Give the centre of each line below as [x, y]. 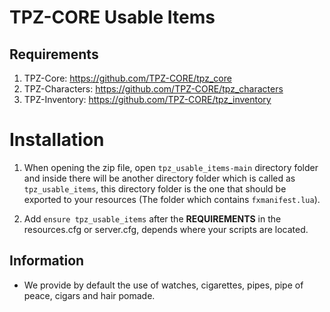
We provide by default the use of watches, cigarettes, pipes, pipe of [163, 285]
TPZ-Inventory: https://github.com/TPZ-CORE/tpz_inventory [147, 99]
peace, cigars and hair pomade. [89, 295]
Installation [57, 140]
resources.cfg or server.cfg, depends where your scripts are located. [166, 229]
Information [47, 261]
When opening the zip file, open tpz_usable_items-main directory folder [171, 167]
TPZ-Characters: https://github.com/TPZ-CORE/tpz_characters [153, 89]
